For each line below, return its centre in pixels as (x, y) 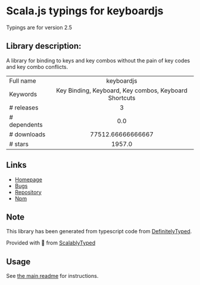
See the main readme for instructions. (52, 276)
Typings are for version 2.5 (39, 27)
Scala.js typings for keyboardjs (85, 11)
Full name (23, 80)
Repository (28, 192)
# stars (19, 144)
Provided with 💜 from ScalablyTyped (51, 243)
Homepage (29, 179)
